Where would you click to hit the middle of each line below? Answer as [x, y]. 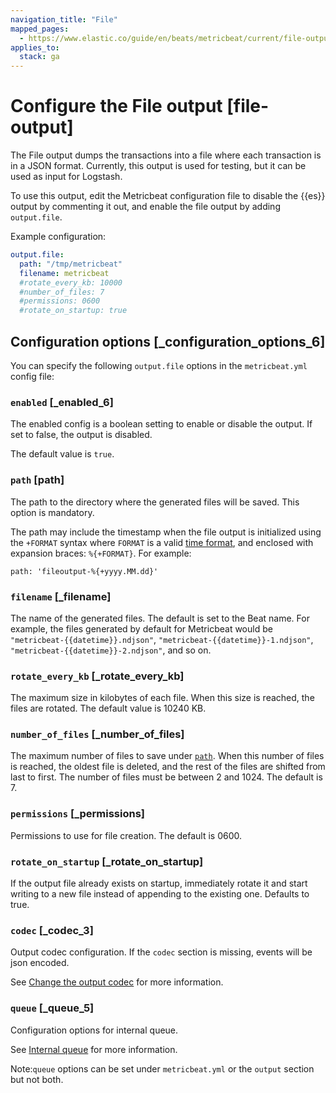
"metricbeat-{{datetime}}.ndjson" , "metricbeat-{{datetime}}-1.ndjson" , [162, 639]
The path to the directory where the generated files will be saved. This [155, 502]
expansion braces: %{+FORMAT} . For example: [101, 553]
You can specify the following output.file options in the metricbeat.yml [159, 365]
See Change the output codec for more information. [117, 982]
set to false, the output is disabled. [81, 435]
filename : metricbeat [64, 273]
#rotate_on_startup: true [73, 311]
